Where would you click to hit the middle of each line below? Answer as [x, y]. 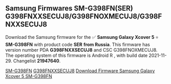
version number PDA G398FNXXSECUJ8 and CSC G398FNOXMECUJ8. [81, 50]
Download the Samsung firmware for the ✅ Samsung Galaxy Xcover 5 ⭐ [82, 37]
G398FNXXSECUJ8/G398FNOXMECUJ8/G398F [84, 17]
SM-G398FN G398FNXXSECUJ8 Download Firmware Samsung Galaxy [80, 71]
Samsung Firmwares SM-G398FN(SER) [69, 8]
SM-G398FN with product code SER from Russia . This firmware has [78, 44]
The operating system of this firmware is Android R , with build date [77, 55]
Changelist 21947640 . [37, 60]
